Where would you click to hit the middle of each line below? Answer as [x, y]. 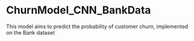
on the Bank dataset [30, 32]
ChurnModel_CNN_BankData [79, 10]
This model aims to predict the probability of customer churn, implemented [97, 26]
